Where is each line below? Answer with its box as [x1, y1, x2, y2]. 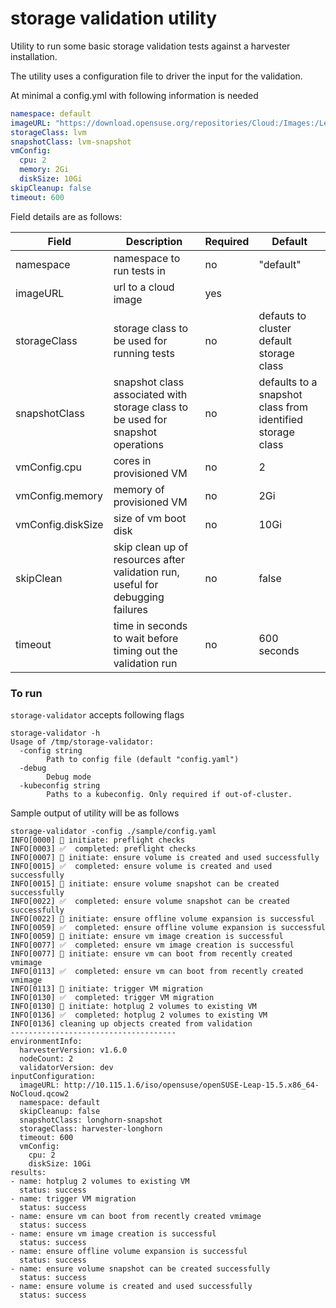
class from [258, 400, 308, 414]
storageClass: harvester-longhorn [19, 1123, 163, 1134]
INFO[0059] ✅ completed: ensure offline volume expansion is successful [10, 922, 327, 932]
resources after [113, 552, 185, 566]
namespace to [113, 251, 181, 265]
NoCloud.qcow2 [10, 1088, 70, 1099]
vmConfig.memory [15, 488, 103, 502]
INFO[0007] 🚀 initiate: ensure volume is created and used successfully [10, 852, 320, 862]
